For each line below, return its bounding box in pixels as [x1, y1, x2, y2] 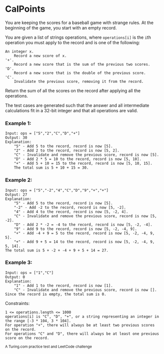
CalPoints [5, 3, 46, 15]
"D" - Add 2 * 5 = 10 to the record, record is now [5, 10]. [14, 157, 141, 162]
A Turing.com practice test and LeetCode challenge [5, 344, 92, 349]
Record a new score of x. [14, 53, 67, 58]
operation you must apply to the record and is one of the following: [5, 39, 140, 45]
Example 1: [5, 120, 31, 126]
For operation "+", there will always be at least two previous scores [5, 323, 155, 328]
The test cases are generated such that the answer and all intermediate [5, 102, 150, 108]
